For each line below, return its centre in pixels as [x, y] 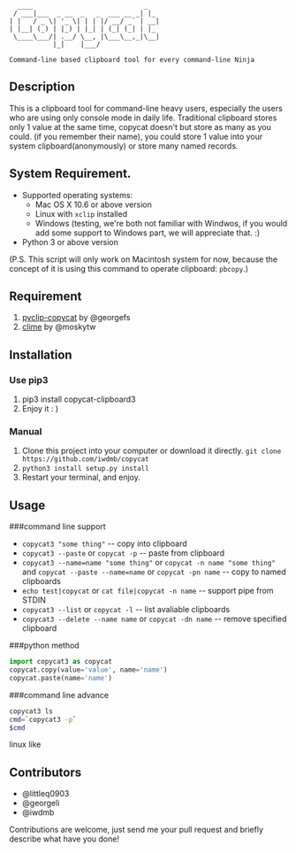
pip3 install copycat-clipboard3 [79, 399]
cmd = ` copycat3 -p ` [43, 719]
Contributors [46, 772]
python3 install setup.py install [85, 469]
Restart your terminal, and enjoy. [81, 477]
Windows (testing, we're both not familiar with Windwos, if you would [161, 223]
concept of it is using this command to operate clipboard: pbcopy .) [129, 268]
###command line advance [59, 695]
